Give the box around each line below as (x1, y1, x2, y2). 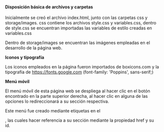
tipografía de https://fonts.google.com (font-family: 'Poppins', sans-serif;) (5, 69, 154, 75)
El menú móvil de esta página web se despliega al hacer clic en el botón (5, 88, 150, 94)
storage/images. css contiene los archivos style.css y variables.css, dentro (5, 20, 157, 26)
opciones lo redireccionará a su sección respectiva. (5, 98, 109, 105)
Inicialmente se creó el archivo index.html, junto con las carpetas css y (5, 15, 148, 21)
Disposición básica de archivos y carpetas (5, 4, 93, 10)
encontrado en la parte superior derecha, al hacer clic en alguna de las (5, 93, 148, 99)
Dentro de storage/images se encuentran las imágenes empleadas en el (5, 40, 150, 46)
